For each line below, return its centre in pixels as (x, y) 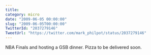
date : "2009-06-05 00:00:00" (36, 19)
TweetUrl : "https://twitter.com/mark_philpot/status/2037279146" (76, 33)
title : (12, 10)
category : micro (22, 14)
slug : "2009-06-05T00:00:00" (36, 24)
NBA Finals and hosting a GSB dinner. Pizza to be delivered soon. (74, 47)
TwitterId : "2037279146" (32, 28)
